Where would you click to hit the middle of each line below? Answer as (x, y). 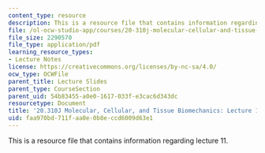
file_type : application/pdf (54, 45)
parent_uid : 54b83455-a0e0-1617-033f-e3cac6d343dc (93, 96)
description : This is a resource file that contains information (118, 23)
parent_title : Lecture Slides (58, 81)
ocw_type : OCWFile (38, 74)
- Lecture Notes (35, 60)
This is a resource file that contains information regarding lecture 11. (118, 140)
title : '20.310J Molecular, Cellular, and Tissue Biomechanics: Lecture (130, 111)
